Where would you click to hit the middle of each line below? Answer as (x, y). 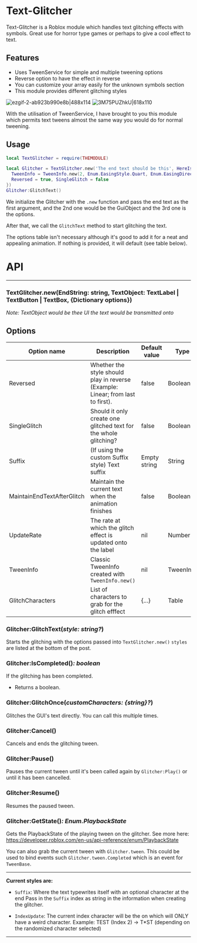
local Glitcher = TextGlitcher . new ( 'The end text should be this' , (90, 169)
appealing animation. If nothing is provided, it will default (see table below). (97, 243)
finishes (101, 511)
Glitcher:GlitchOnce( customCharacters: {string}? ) (80, 703)
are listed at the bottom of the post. (49, 648)
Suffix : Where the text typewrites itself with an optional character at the (102, 892)
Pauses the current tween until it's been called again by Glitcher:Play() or (97, 772)
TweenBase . (19, 864)
